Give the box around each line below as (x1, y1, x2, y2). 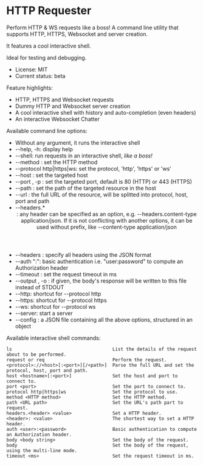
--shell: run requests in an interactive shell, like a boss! (15, 152, 153, 159)
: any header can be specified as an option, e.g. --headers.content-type (16, 210, 197, 217)
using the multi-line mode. (6, 447, 78, 453)
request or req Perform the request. (6, 356, 167, 363)
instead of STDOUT (15, 283, 64, 290)
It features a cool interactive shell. (6, 42, 91, 49)
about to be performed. (6, 351, 67, 358)
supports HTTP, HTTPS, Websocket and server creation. (6, 30, 148, 37)
